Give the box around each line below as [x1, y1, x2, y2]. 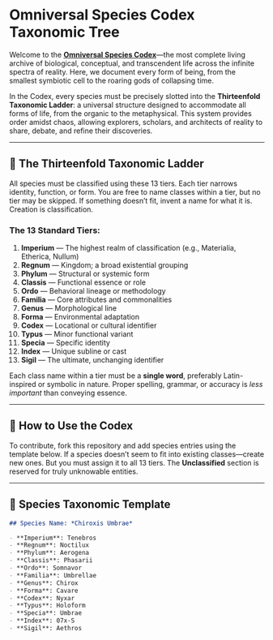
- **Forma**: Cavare [9, 586, 79, 595]
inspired [9, 380, 36, 389]
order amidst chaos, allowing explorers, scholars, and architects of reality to [9, 117, 262, 127]
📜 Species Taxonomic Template [9, 497, 171, 512]
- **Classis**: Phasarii [9, 556, 93, 565]
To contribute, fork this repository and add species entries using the [9, 440, 237, 450]
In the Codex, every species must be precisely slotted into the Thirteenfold [9, 91, 261, 101]
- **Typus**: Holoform [9, 602, 86, 610]
